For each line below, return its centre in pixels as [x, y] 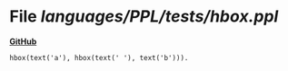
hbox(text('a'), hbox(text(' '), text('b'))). [99, 58]
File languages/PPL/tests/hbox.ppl [144, 17]
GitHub [23, 41]
